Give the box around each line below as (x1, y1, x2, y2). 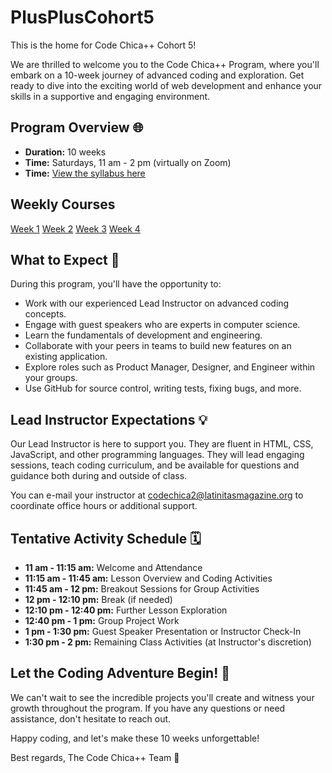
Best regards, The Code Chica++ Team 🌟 (10, 751, 180, 763)
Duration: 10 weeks (24, 146, 107, 158)
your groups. (24, 372, 78, 384)
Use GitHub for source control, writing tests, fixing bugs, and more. (24, 382, 302, 395)
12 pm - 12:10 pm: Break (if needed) (24, 594, 173, 605)
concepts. (24, 308, 67, 320)
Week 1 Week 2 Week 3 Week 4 (10, 222, 141, 235)
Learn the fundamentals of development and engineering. (24, 329, 263, 341)
